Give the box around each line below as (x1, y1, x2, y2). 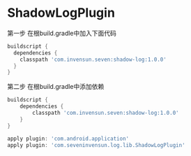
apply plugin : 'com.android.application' (7, 135, 130, 142)
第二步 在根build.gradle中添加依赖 (7, 83, 105, 91)
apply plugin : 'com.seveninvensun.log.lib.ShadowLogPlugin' (7, 141, 186, 148)
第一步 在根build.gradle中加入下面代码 (7, 29, 117, 37)
